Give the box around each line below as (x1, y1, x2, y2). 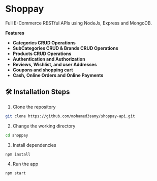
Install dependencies (12, 142, 57, 148)
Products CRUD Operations (12, 50, 72, 57)
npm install (5, 151, 30, 157)
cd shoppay (5, 133, 28, 138)
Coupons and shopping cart (12, 67, 73, 73)
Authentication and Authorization (12, 56, 85, 62)
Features (5, 30, 24, 36)
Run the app (12, 161, 39, 167)
